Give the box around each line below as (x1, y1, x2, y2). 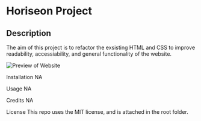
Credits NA (6, 97, 34, 104)
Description (6, 28, 51, 38)
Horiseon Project (6, 4, 92, 18)
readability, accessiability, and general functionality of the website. (6, 50, 172, 58)
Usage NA (6, 85, 32, 92)
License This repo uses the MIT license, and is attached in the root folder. (6, 108, 188, 115)
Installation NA (6, 74, 43, 80)
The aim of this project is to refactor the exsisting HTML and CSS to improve (6, 44, 196, 51)
